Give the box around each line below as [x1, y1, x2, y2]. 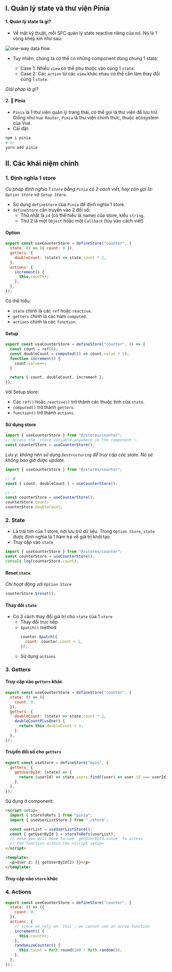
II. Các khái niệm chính [5, 159, 79, 168]
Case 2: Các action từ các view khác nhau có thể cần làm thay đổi [20, 70, 160, 76]
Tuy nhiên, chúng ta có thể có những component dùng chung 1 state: [12, 55, 159, 61]
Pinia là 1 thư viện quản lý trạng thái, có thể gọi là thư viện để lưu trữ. [12, 109, 159, 115]
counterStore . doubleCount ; [5, 504, 63, 510]
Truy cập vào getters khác [5, 679, 63, 685]
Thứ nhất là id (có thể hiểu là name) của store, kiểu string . [20, 212, 145, 218]
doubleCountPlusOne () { [14, 719, 66, 724]
